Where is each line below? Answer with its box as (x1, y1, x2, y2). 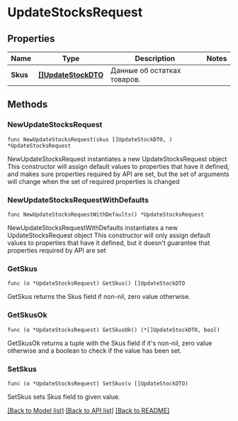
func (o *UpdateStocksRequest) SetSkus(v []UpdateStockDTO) (7, 380, 189, 387)
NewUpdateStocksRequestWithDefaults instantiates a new (7, 223, 178, 231)
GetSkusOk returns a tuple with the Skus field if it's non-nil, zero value (7, 339, 212, 347)
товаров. (110, 75, 141, 84)
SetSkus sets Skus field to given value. (7, 392, 120, 401)
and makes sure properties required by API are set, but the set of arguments (7, 170, 229, 178)
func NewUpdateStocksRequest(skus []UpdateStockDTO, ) (7, 136, 173, 143)
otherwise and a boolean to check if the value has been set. (7, 346, 182, 355)
